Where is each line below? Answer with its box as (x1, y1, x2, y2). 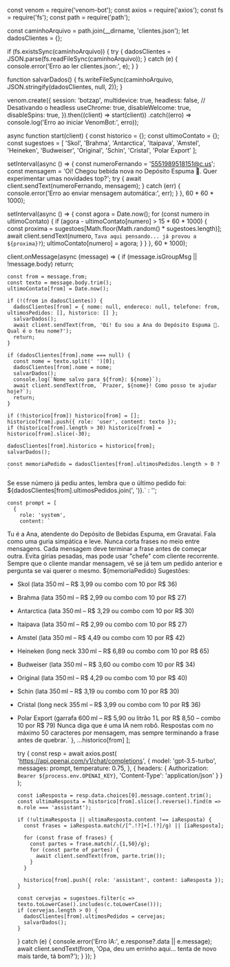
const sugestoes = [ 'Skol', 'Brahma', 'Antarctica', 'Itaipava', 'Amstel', (7, 139, 201, 147)
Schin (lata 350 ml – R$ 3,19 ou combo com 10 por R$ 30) (17, 687, 180, 695)
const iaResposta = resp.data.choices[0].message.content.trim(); (17, 792, 212, 799)
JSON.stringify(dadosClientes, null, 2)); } (7, 83, 123, 91)
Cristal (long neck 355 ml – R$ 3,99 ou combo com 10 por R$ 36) (17, 701, 201, 708)
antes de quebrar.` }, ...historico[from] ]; (17, 736, 131, 744)
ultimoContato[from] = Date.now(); (7, 285, 109, 292)
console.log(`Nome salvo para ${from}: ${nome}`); (13, 376, 162, 383)
